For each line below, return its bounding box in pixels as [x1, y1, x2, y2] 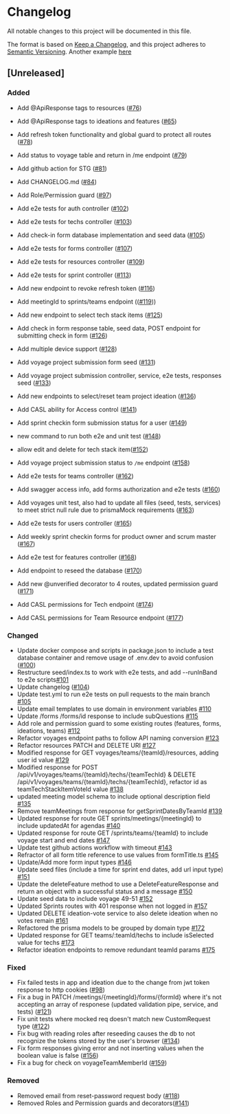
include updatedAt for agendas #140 [16, 821, 121, 829]
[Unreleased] [7, 67, 65, 79]
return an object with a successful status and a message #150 [16, 887, 193, 895]
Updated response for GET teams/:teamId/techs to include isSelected [16, 931, 214, 939]
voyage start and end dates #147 [16, 836, 111, 844]
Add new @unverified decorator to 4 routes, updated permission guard [16, 579, 218, 588]
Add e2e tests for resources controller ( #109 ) [16, 257, 146, 265]
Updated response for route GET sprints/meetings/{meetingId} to [16, 814, 202, 822]
